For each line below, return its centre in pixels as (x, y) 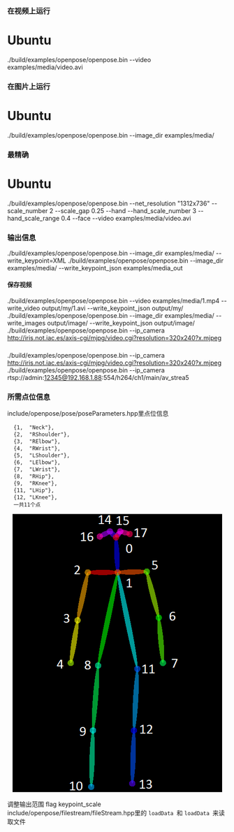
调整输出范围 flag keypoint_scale (54, 804)
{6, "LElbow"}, (37, 462)
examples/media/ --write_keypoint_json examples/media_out (95, 268)
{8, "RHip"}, (34, 476)
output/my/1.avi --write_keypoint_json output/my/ (112, 308)
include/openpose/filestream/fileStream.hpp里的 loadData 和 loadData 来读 (116, 813)
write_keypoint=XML (37, 261)
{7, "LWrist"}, (37, 469)
